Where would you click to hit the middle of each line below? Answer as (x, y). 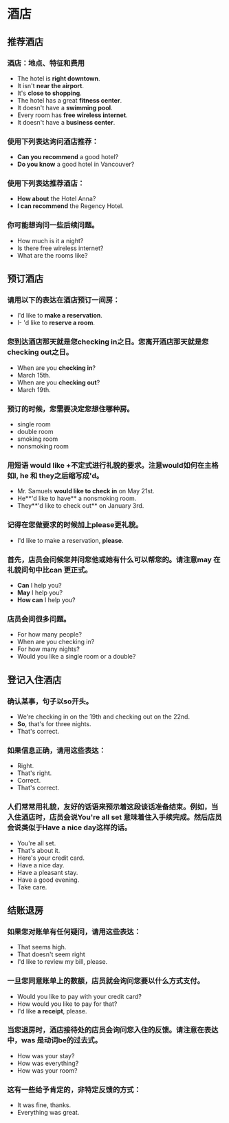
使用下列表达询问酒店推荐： (53, 141)
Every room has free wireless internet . (73, 115)
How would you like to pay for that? (67, 1004)
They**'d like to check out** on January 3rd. (80, 506)
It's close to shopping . (50, 93)
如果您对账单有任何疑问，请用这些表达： (74, 931)
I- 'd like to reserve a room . (56, 323)
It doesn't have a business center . (66, 122)
